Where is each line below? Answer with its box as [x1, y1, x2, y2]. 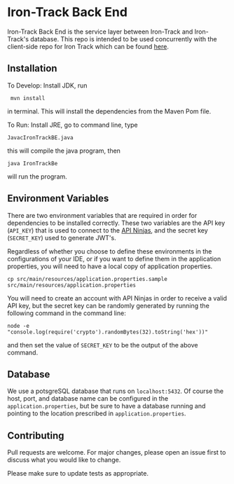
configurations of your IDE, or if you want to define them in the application [7, 254, 221, 263]
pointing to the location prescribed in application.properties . [7, 409, 186, 417]
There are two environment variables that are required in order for [7, 211, 198, 219]
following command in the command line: [7, 309, 126, 317]
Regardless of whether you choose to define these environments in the [7, 247, 212, 256]
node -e [7, 322, 30, 329]
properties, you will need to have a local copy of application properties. [7, 262, 213, 270]
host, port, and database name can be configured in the [7, 394, 169, 403]
